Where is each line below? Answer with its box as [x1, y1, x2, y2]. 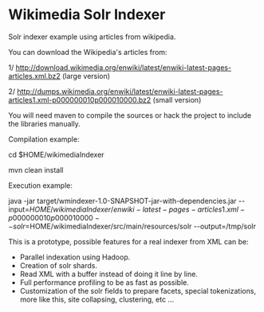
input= [8, 205, 30, 214]
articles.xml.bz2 [8, 71, 61, 80]
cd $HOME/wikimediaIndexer [8, 150, 105, 159]
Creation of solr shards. [19, 260, 98, 270]
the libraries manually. [8, 119, 81, 128]
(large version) [62, 71, 110, 80]
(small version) [152, 95, 202, 104]
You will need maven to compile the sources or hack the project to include [8, 110, 252, 120]
